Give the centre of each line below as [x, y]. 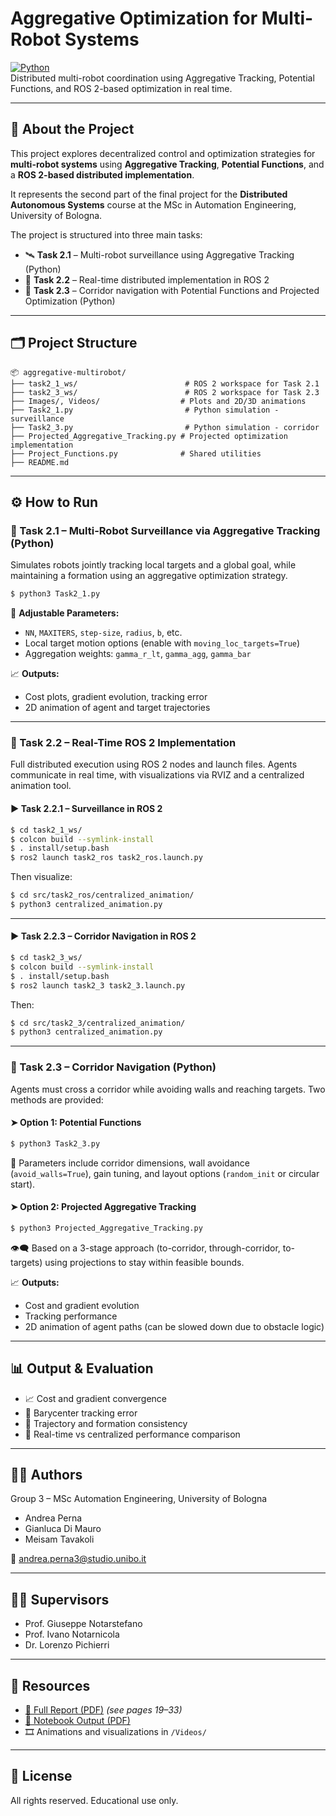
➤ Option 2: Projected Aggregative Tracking [103, 1207]
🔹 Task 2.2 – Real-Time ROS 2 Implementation [123, 743]
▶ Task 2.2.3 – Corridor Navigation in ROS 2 [103, 936]
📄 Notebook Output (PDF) [77, 1721]
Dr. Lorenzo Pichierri [67, 1645]
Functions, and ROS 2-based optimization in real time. [121, 88]
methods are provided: [57, 1099]
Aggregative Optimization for [134, 18]
